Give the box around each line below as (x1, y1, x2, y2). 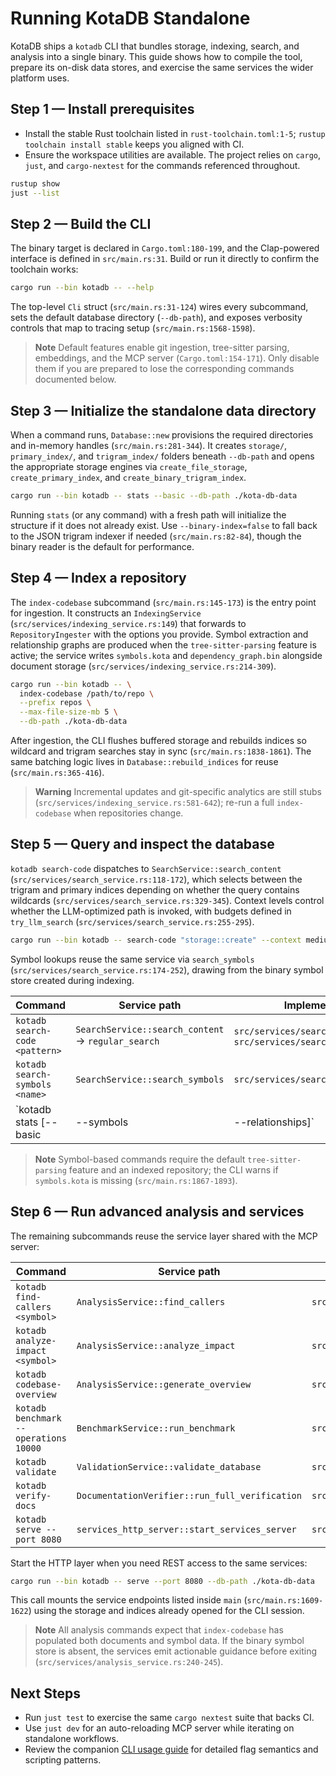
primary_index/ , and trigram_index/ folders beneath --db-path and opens (10, 450, 315, 462)
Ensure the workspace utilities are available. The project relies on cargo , (24, 148, 322, 161)
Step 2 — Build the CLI (10, 215, 152, 232)
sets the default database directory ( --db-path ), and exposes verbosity (10, 312, 303, 324)
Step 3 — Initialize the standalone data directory (10, 402, 317, 419)
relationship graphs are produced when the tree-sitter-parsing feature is (10, 638, 317, 651)
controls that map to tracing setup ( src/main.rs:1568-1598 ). (10, 322, 256, 334)
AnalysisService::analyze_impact (76, 1340, 236, 1351)
